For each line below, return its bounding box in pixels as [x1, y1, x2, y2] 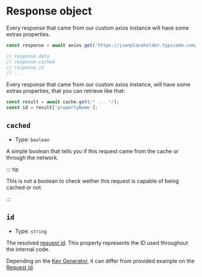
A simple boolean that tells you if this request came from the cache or [6, 147, 179, 154]
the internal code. [6, 246, 50, 253]
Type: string [14, 228, 47, 235]
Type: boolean [14, 136, 50, 143]
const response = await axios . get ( [6, 42, 96, 48]
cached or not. [6, 183, 43, 191]
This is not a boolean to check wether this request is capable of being [6, 177, 179, 185]
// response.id [6, 65, 44, 71]
